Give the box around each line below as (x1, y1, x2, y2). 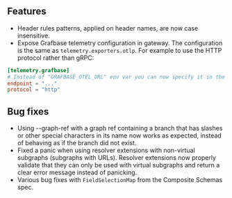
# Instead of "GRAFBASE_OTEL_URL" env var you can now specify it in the (7, 73, 226, 81)
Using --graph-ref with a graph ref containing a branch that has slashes (17, 124, 223, 133)
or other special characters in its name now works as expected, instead (17, 131, 222, 140)
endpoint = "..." (7, 80, 58, 87)
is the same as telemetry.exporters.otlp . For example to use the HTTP (17, 46, 222, 54)
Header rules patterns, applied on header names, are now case (17, 24, 199, 32)
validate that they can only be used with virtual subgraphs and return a (17, 161, 220, 170)
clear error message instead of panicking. (17, 168, 138, 176)
